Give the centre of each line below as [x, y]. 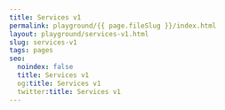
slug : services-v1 [43, 42]
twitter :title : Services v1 [69, 91]
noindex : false [45, 67]
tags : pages [31, 51]
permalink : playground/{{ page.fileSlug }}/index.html [113, 26]
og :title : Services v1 [59, 83]
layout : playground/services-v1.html [79, 34]
